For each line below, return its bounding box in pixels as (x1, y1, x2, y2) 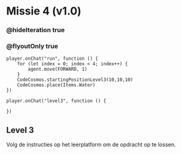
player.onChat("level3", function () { (6, 98, 107, 104)
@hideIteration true (6, 26, 65, 34)
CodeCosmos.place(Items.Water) (17, 82, 96, 88)
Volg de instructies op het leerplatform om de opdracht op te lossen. (6, 141, 176, 149)
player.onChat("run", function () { (6, 56, 98, 62)
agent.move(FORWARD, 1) (28, 66, 87, 72)
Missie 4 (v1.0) (6, 4, 81, 18)
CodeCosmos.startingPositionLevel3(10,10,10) (17, 77, 134, 83)
